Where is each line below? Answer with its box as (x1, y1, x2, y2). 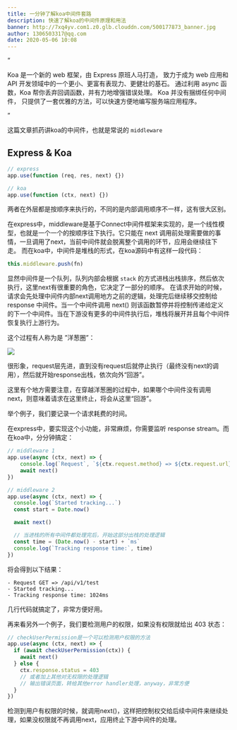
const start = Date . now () (13, 506, 90, 513)
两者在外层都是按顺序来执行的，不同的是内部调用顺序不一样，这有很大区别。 (7, 205, 230, 213)
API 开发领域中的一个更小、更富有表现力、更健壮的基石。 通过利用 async (7, 79, 219, 88)
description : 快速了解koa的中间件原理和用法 (7, 17, 127, 24)
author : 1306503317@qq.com (7, 30, 87, 37)
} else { (13, 660, 39, 668)
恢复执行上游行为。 (7, 319, 63, 327)
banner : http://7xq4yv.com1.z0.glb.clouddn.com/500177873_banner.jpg (7, 23, 217, 30)
